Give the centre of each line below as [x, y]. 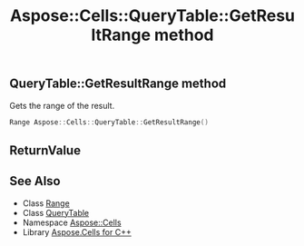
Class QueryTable [56, 212]
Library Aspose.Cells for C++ [77, 231]
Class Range [46, 203]
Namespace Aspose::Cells [72, 222]
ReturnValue [45, 150]
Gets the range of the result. [62, 105]
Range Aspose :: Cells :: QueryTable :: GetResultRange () [109, 122]
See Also [35, 181]
